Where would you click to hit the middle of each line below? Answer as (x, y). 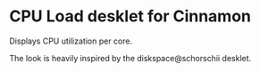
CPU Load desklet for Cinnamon (130, 16)
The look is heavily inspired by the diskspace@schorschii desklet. (130, 58)
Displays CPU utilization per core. (71, 41)
